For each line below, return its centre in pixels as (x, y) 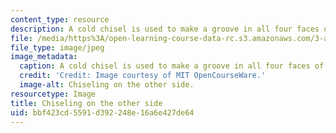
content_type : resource (60, 19)
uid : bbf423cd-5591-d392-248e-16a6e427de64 (102, 112)
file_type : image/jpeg (57, 47)
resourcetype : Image (53, 94)
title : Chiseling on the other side (86, 103)
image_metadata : (44, 57)
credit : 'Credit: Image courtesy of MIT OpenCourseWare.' (143, 76)
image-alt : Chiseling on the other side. (107, 85)
